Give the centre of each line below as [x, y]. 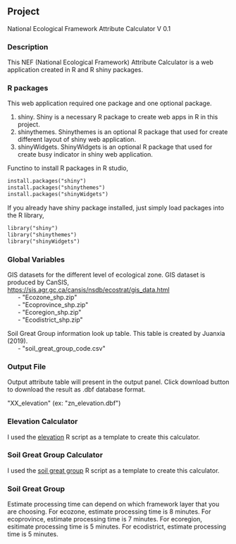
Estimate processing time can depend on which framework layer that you [113, 504]
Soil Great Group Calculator [55, 455]
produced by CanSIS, [38, 282]
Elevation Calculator [43, 421]
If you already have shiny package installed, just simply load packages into [116, 208]
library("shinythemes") [42, 235]
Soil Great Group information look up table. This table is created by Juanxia [116, 333]
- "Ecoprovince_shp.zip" [53, 304]
